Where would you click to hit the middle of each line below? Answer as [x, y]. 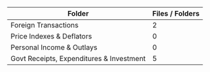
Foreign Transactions [45, 25]
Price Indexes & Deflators [51, 36]
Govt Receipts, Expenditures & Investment [78, 59]
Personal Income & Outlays [54, 47]
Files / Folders [176, 13]
